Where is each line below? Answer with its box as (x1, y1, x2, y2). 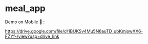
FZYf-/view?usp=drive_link (5, 33, 60, 39)
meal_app (5, 3, 45, 14)
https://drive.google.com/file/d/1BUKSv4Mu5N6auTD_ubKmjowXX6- (5, 28, 143, 34)
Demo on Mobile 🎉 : (5, 19, 45, 25)
